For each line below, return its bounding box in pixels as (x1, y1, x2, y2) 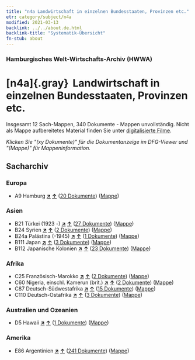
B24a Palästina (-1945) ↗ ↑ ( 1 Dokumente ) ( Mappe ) (14, 232, 140, 240)
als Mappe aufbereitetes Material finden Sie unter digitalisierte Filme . (6, 127, 172, 134)
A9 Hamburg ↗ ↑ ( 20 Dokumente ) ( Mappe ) (14, 192, 120, 199)
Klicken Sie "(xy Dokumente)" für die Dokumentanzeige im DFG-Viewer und (6, 138, 188, 145)
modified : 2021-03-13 (6, 19, 59, 25)
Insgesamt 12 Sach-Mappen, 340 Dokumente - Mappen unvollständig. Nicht (6, 120, 190, 127)
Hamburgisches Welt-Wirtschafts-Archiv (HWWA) (6, 55, 153, 63)
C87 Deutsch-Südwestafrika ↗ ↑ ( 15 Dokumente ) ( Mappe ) (14, 285, 156, 292)
